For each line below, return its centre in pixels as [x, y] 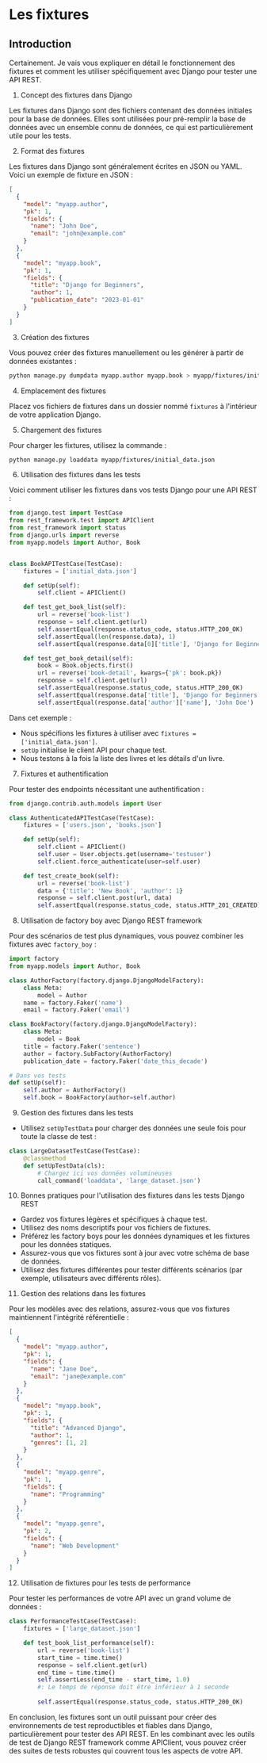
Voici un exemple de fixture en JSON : [71, 175]
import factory [34, 959]
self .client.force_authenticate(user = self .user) [119, 862]
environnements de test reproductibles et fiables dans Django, [111, 1725]
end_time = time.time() [76, 1673]
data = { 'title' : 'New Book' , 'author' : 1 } [110, 891]
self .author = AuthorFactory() [75, 1090]
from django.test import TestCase [66, 513]
